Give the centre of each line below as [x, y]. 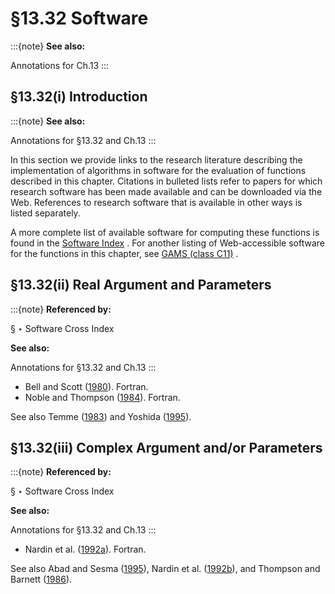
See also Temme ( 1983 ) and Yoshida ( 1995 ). [101, 416]
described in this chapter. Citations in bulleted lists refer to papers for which [166, 181]
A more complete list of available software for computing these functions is [165, 232]
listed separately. [45, 213]
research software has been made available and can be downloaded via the [166, 191]
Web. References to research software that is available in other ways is [156, 202]
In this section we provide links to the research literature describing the [156, 159]
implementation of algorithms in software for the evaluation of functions [158, 170]
